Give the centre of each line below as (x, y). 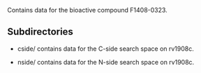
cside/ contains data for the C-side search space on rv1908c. (105, 49)
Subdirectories (40, 32)
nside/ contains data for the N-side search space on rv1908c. (106, 62)
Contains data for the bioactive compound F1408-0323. (87, 10)
